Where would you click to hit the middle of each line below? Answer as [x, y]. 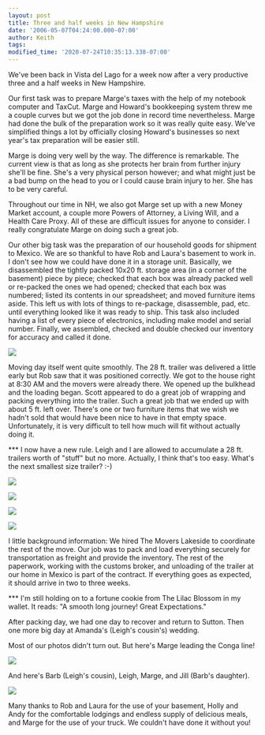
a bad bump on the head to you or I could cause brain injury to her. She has [131, 181]
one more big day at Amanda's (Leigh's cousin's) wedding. [104, 630]
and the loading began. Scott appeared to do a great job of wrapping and [127, 392]
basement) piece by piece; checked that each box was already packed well [131, 278]
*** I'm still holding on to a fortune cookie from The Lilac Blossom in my [125, 598]
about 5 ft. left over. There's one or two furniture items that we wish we [123, 409]
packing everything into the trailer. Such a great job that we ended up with [129, 401]
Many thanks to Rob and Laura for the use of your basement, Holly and [123, 706]
